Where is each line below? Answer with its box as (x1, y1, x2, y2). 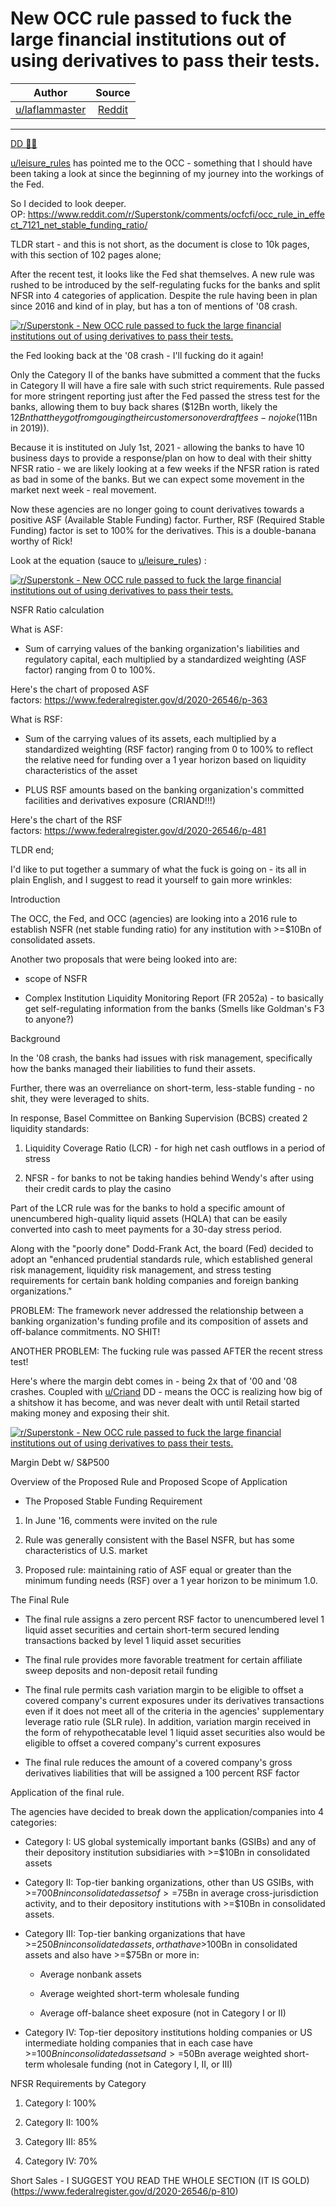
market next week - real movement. (10, 483, 157, 496)
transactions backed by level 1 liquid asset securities (24, 1634, 242, 1646)
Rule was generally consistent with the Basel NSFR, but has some (24, 1533, 295, 1546)
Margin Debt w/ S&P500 (10, 1456, 110, 1468)
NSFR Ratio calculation (10, 603, 105, 616)
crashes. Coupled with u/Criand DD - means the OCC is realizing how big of (10, 1385, 323, 1397)
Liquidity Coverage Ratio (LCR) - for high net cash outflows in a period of (24, 1142, 326, 1154)
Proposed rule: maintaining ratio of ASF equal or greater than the (24, 1563, 292, 1576)
